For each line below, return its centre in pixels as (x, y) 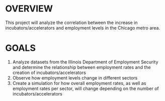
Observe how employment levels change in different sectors (75, 77)
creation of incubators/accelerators (49, 72)
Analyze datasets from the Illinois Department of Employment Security (85, 62)
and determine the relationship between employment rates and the (81, 67)
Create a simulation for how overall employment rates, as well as (79, 83)
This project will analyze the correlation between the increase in (71, 22)
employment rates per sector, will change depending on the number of (86, 88)
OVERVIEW (29, 9)
